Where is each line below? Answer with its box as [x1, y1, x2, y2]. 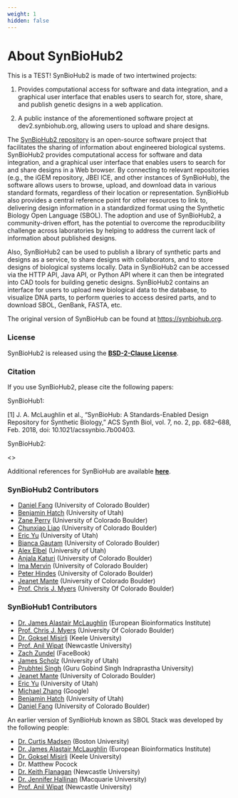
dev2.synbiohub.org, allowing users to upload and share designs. [17, 122, 210, 131]
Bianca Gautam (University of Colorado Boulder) [17, 539, 160, 548]
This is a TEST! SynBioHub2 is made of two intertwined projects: [7, 71, 197, 80]
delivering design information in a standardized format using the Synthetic [7, 204, 225, 213]
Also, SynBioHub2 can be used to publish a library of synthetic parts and [7, 247, 221, 257]
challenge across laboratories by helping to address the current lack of [7, 226, 216, 235]
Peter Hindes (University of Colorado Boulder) [17, 569, 153, 578]
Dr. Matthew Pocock [17, 759, 78, 768]
